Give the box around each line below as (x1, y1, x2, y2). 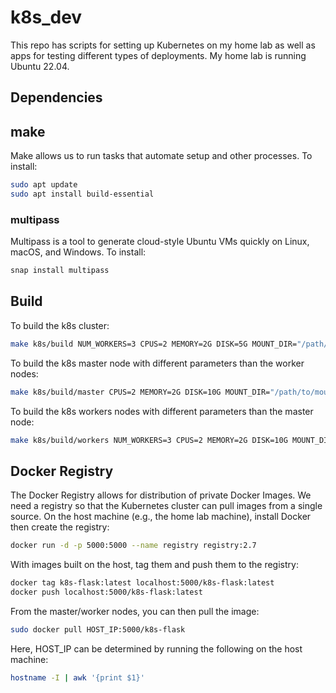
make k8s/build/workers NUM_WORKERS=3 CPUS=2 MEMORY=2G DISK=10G (10, 435, 288, 445)
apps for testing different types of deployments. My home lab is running (10, 49, 307, 61)
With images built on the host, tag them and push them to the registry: (10, 559, 299, 571)
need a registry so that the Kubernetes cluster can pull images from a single (10, 500, 323, 512)
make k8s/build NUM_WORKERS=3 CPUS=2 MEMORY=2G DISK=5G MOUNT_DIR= (10, 339, 298, 349)
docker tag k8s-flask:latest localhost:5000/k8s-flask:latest (10, 578, 275, 588)
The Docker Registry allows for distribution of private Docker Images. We (10, 489, 312, 501)
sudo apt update (10, 180, 78, 190)
